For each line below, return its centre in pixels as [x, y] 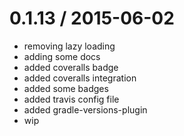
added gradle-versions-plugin [85, 109]
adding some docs [62, 56]
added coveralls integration [80, 78]
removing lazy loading [69, 46]
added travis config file [71, 99]
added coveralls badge [71, 67]
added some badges [66, 88]
